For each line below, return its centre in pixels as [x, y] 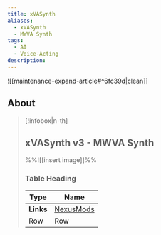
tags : [15, 41]
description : [27, 61]
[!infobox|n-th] [46, 120]
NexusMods [74, 209]
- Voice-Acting [36, 54]
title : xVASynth [31, 14]
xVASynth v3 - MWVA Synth [89, 142]
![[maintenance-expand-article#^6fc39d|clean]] [78, 81]
